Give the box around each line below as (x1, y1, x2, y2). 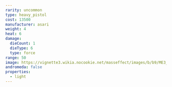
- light (10, 74, 27, 79)
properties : (5, 70, 31, 75)
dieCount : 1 (10, 41, 36, 46)
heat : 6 (5, 31, 22, 36)
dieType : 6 (10, 46, 33, 51)
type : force (10, 50, 36, 55)
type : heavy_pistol (5, 12, 47, 17)
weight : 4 (5, 27, 27, 32)
